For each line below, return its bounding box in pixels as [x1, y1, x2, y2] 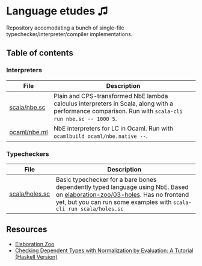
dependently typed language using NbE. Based [55, 182, 189, 191]
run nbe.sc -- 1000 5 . [54, 114, 117, 123]
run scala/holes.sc [68, 205, 124, 212]
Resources [6, 224, 47, 235]
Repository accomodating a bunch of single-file [6, 24, 124, 31]
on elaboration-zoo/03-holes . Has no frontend [55, 190, 189, 199]
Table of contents [6, 48, 73, 58]
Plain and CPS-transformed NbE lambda [54, 91, 168, 100]
